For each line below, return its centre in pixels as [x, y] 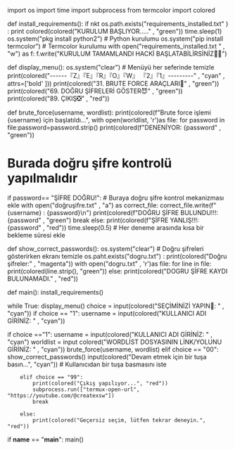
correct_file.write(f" [188, 205]
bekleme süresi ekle [36, 235]
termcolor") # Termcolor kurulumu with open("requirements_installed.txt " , [116, 46]
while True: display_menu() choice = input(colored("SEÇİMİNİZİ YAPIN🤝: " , [116, 306]
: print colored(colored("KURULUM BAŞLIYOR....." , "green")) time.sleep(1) [115, 31]
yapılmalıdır [43, 178]
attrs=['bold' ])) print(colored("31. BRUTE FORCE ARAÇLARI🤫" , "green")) [113, 83]
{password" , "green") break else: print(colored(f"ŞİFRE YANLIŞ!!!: [103, 220]
